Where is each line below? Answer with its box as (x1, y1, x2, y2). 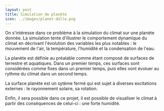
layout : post (5, 7, 32, 12)
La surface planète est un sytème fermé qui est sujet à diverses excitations (5, 80, 157, 86)
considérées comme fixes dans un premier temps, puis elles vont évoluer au (5, 66, 160, 72)
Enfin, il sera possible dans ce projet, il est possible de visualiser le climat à (5, 95, 157, 101)
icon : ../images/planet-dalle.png (5, 16, 76, 21)
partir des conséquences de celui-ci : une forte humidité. (5, 101, 120, 107)
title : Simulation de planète (5, 12, 67, 17)
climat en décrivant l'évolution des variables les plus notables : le (5, 40, 137, 46)
